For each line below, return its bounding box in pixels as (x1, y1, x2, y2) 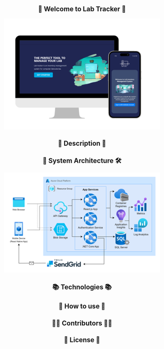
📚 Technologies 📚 (52, 283, 112, 292)
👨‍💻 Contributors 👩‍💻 (51, 319, 113, 327)
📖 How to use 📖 (58, 302, 106, 310)
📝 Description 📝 (57, 139, 107, 147)
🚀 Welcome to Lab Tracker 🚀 (38, 5, 126, 13)
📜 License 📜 (64, 336, 100, 344)
